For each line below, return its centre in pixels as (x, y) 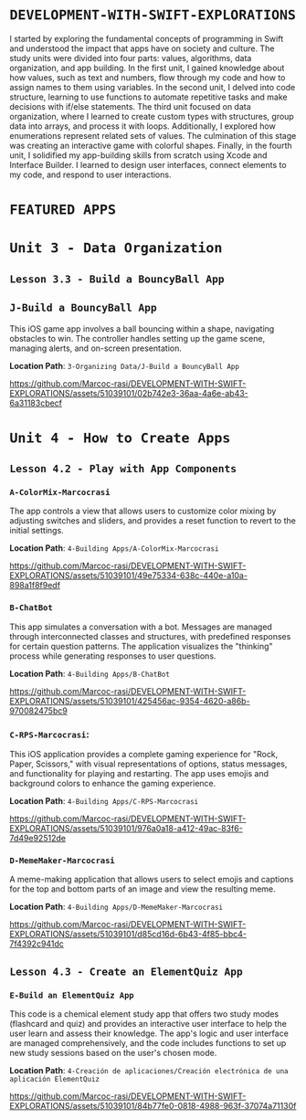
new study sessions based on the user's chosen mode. (113, 1052)
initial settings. (37, 531)
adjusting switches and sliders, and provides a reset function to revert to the (153, 521)
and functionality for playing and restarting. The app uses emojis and (139, 773)
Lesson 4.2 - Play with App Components (123, 469)
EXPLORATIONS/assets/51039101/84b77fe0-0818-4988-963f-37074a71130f (153, 1105)
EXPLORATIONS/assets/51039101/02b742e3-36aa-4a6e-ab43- (129, 393)
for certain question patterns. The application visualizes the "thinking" (141, 646)
